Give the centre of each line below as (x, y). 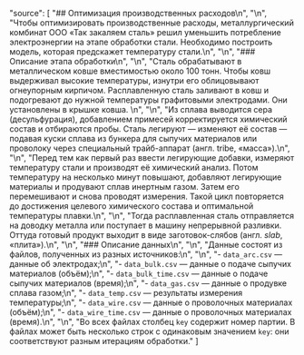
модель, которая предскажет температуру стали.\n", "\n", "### (132, 52)
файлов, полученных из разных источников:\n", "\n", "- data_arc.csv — (146, 254)
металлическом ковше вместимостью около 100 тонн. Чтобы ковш (140, 71)
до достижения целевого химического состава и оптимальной (132, 206)
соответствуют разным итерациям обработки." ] (104, 341)
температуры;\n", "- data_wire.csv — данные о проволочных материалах (151, 302)
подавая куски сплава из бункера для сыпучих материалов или (133, 138)
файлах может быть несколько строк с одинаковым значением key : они (149, 331)
